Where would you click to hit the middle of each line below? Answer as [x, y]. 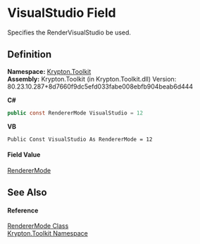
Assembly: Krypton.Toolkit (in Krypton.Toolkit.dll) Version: [92, 79]
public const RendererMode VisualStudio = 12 [75, 113]
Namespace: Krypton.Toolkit [49, 71]
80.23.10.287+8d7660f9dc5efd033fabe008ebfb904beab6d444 [100, 86]
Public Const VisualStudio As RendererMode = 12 [80, 139]
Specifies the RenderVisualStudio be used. [69, 32]
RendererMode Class [38, 226]
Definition [29, 54]
